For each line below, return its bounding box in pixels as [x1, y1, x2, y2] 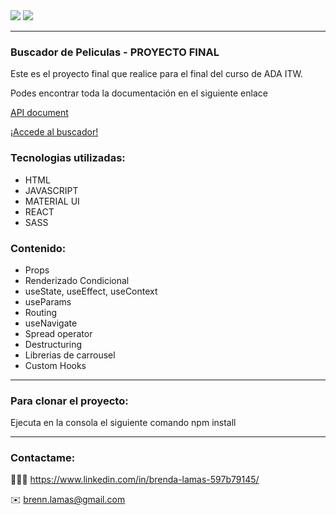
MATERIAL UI [24, 195, 80, 207]
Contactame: [10, 451, 76, 465]
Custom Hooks [24, 359, 87, 371]
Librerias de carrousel [24, 349, 116, 361]
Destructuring [24, 338, 83, 350]
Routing [24, 306, 58, 318]
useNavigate [24, 317, 78, 329]
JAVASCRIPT [24, 184, 79, 196]
